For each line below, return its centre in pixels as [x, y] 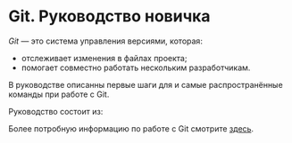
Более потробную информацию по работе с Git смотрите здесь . [131, 128]
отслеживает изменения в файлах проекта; [104, 58]
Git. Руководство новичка [109, 16]
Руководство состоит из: [56, 111]
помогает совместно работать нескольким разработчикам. [136, 68]
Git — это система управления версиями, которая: [105, 41]
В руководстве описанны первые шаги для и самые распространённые [146, 84]
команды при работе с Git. [59, 94]
